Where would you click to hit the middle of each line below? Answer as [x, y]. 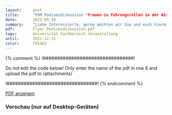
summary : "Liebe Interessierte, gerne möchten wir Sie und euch [79, 24]
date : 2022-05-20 [31, 20]
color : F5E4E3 [26, 44]
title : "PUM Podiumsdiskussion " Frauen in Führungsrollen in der [82, 15]
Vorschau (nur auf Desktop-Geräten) [52, 107]
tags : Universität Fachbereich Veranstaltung [61, 34]
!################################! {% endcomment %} [74, 83]
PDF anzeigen [20, 93]
